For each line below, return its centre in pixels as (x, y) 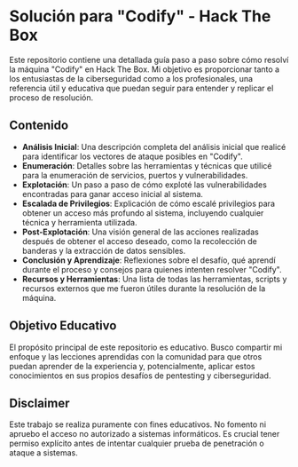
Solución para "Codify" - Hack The (140, 16)
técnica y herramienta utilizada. (79, 222)
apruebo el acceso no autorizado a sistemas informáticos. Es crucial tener (145, 434)
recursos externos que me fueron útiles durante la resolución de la (144, 288)
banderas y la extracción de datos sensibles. (104, 250)
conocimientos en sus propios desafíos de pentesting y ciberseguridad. (140, 376)
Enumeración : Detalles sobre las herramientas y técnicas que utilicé (147, 165)
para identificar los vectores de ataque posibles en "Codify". (132, 156)
